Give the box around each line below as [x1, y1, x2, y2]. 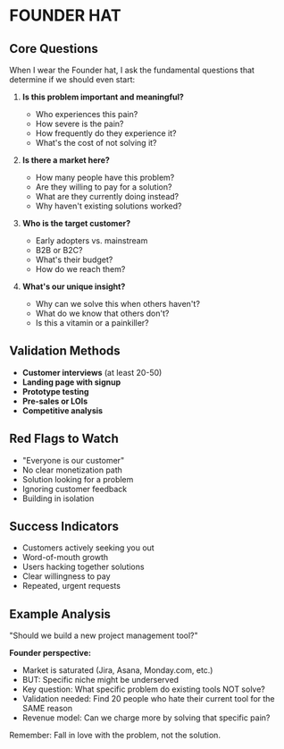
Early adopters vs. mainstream [35, 235, 148, 246]
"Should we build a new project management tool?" [9, 630, 198, 641]
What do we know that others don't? [35, 308, 170, 319]
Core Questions [9, 41, 98, 56]
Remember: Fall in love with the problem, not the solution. [9, 730, 221, 741]
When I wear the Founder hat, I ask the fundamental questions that [9, 64, 255, 75]
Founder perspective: [9, 648, 92, 659]
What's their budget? [35, 254, 113, 265]
